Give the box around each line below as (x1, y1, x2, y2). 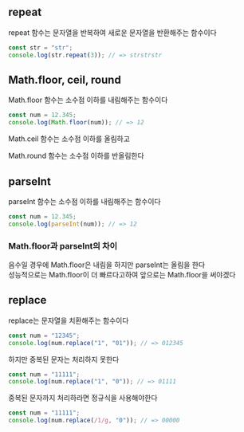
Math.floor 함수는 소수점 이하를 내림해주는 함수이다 (8, 95, 168, 105)
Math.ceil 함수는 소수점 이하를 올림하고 (8, 134, 130, 143)
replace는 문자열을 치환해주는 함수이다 (8, 316, 129, 325)
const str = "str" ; (8, 43, 73, 52)
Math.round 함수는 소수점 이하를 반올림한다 (8, 151, 145, 161)
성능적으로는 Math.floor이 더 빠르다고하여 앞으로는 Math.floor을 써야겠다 (8, 269, 236, 279)
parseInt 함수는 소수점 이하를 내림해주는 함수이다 (8, 196, 161, 206)
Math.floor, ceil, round (8, 73, 121, 86)
